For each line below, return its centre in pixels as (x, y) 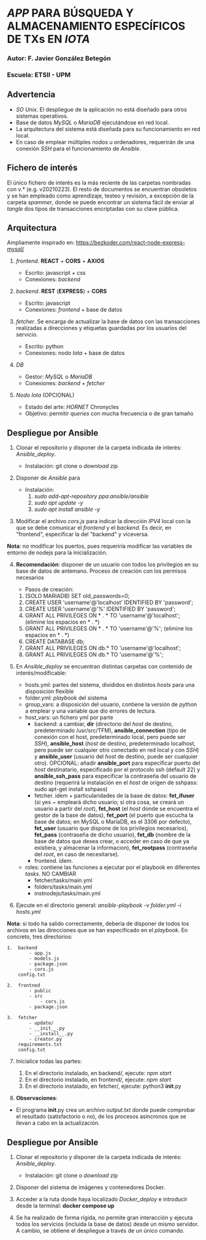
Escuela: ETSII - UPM (39, 75)
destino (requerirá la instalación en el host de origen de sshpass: (116, 783)
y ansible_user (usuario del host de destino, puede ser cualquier (116, 757)
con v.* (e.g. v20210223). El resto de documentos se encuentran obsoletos (102, 189)
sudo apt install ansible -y (67, 510)
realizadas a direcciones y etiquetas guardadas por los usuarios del (101, 328)
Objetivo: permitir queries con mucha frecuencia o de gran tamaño (109, 413)
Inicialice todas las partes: (49, 1062)
